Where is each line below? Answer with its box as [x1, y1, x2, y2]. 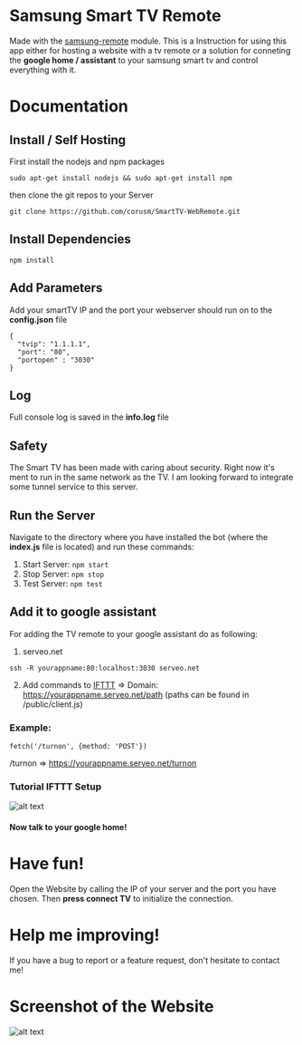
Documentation [9, 96, 129, 117]
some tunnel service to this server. [9, 481, 138, 492]
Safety [9, 438, 48, 453]
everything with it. [9, 64, 77, 75]
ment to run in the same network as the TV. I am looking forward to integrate [9, 472, 294, 483]
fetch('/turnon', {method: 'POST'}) [9, 742, 147, 751]
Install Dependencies [9, 232, 131, 247]
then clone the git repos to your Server [9, 189, 154, 200]
